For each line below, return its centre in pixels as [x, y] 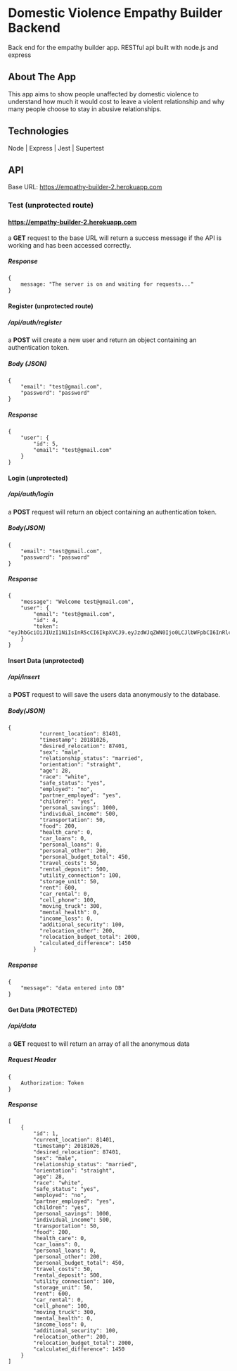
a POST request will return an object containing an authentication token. [113, 512]
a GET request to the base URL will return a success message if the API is [115, 238]
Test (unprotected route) [51, 206]
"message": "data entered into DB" [73, 988]
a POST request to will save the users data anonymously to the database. [114, 695]
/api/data [22, 1026]
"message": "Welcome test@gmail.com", [77, 602]
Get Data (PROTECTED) [43, 1010]
